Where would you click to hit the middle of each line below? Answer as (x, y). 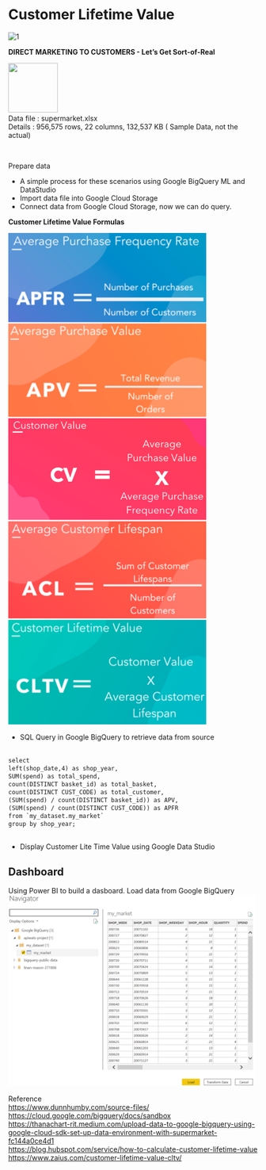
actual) (20, 135)
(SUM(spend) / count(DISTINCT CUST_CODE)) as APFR (93, 809)
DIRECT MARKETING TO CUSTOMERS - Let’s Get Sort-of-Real (112, 52)
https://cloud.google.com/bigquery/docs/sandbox (90, 1115)
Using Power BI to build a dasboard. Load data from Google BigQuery (122, 891)
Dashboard (36, 872)
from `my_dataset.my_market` (56, 816)
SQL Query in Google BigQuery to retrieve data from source (117, 737)
